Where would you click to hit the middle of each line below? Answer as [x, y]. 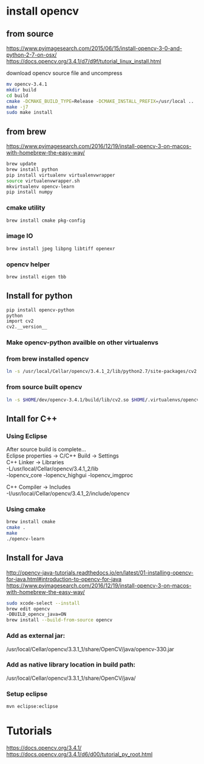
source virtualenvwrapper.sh [43, 181]
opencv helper [28, 264]
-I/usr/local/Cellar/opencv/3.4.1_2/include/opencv [68, 493]
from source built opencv [44, 387]
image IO [20, 236]
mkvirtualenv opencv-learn [40, 186]
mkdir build [21, 90]
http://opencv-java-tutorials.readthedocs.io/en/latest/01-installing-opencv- [100, 572]
